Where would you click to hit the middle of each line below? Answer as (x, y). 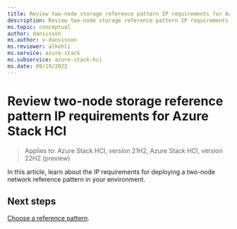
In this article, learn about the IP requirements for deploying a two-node (111, 172)
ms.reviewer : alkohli (39, 47)
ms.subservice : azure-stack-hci (55, 60)
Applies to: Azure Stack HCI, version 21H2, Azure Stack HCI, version (124, 150)
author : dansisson (34, 33)
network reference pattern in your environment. (77, 179)
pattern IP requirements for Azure (108, 116)
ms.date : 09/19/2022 (38, 66)
